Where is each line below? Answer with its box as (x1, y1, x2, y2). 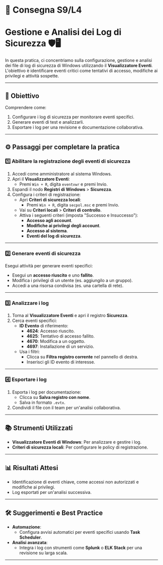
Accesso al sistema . (26, 227, 68, 233)
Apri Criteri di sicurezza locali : (19, 197, 81, 203)
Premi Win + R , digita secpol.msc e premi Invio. (26, 202, 120, 207)
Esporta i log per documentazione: (12, 389, 81, 395)
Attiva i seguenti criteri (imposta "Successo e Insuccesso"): (19, 212, 138, 218)
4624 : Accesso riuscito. (26, 328, 75, 334)
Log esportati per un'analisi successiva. (12, 490, 92, 495)
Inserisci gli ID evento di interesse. (26, 359, 96, 365)
